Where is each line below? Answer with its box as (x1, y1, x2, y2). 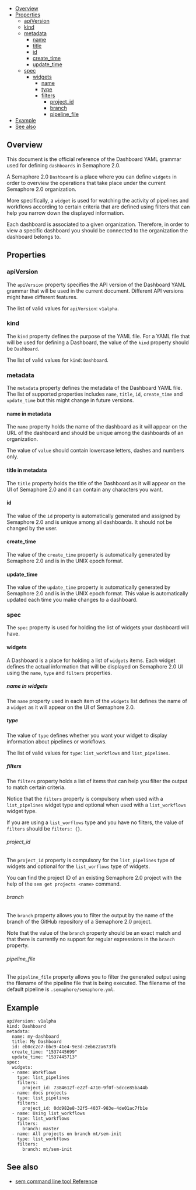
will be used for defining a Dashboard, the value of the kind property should (6, 339, 189, 346)
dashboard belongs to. (6, 233, 61, 240)
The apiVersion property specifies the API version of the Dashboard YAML (6, 281, 186, 288)
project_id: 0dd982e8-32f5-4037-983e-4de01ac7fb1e (22, 1105, 148, 1111)
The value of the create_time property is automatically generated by (6, 551, 171, 558)
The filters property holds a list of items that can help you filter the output (6, 777, 188, 784)
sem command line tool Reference (15, 1178, 98, 1185)
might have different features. (6, 293, 78, 300)
